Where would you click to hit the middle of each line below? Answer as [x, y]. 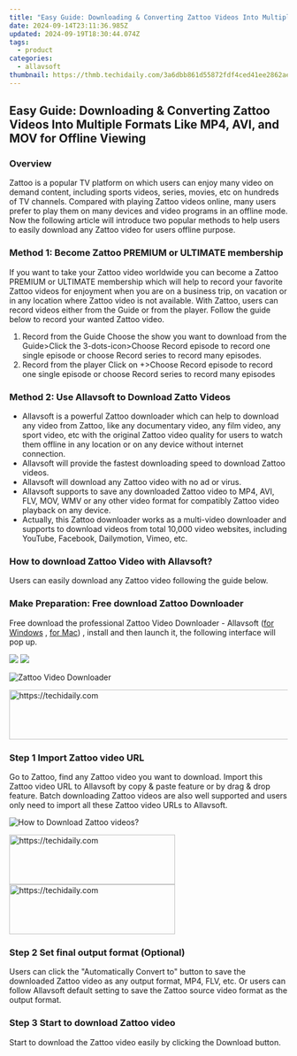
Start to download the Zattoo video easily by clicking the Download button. [145, 1042]
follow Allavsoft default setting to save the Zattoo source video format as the [148, 990]
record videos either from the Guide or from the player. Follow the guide [140, 310]
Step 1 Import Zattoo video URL [77, 758]
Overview [30, 164]
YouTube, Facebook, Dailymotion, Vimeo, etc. [105, 539]
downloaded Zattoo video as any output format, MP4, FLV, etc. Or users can [147, 981]
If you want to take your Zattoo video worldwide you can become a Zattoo [144, 272]
